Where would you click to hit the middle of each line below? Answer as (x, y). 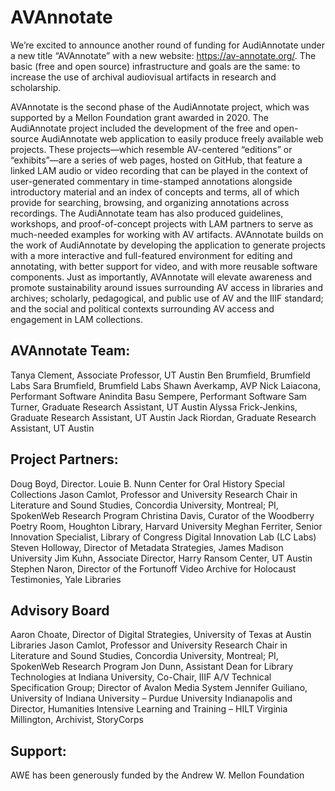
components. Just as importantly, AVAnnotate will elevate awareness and (161, 277)
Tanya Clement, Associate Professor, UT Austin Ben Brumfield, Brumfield (160, 375)
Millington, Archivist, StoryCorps (77, 720)
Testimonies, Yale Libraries (66, 579)
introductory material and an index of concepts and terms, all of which (155, 192)
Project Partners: (64, 459)
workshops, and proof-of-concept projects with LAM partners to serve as (162, 223)
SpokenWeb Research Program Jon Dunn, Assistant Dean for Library (152, 667)
